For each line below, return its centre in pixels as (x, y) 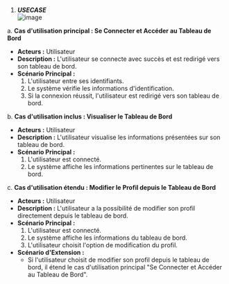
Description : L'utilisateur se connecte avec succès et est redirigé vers (118, 59)
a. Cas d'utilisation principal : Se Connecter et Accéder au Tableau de (109, 31)
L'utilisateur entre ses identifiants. (76, 81)
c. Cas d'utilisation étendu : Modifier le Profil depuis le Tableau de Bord (112, 187)
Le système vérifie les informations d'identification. (101, 88)
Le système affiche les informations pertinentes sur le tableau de (120, 167)
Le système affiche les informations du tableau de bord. (107, 238)
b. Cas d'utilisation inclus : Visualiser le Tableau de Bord (90, 116)
